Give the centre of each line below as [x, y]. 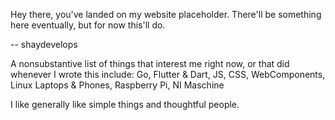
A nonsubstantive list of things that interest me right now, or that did [150, 63]
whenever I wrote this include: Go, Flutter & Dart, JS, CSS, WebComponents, [168, 74]
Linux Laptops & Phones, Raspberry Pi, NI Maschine [117, 85]
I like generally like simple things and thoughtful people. [125, 104]
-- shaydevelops [44, 44]
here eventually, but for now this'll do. [88, 25]
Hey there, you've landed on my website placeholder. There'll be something [166, 14]
